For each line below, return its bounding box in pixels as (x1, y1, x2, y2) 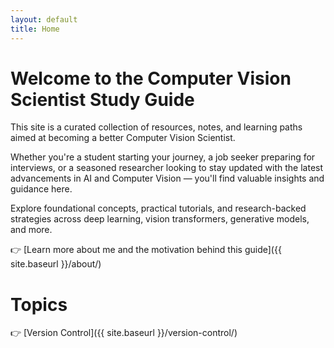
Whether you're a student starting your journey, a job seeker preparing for (10, 151, 316, 163)
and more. (10, 224, 53, 236)
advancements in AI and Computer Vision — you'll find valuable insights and (10, 172, 325, 185)
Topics (10, 293, 68, 316)
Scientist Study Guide (10, 88, 195, 111)
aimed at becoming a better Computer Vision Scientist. (10, 132, 236, 144)
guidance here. (10, 183, 73, 195)
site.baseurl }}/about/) (10, 258, 102, 270)
